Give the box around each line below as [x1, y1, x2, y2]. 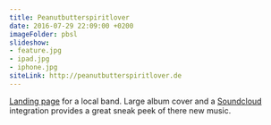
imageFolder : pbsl [9, 29, 78, 38]
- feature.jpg [9, 46, 63, 55]
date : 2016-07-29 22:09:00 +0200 [9, 21, 134, 30]
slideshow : [9, 37, 50, 47]
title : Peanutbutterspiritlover [9, 12, 130, 22]
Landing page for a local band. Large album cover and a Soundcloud [9, 96, 262, 106]
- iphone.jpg [9, 63, 58, 72]
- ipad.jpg [9, 54, 50, 63]
